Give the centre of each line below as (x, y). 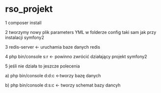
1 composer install (23, 23)
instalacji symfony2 (25, 37)
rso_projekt (29, 9)
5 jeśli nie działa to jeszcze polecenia (42, 66)
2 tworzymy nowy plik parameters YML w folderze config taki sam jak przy (81, 32)
